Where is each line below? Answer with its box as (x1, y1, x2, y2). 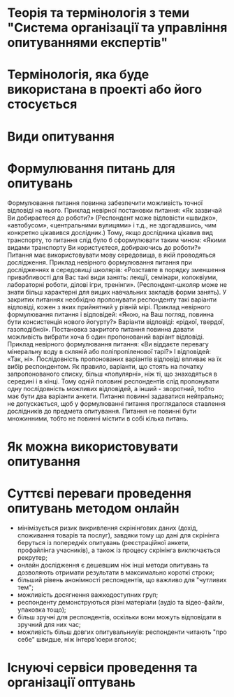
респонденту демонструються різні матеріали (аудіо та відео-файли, (17, 598, 225, 606)
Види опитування (7, 128, 115, 144)
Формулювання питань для (7, 160, 176, 176)
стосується (7, 97, 78, 113)
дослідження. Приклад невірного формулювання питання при (7, 258, 192, 267)
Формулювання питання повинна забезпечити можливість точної (7, 198, 203, 207)
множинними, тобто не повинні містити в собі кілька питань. (7, 414, 189, 423)
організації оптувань (7, 674, 136, 690)
